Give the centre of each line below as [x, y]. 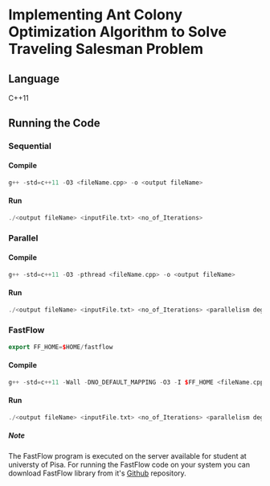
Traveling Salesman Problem [106, 49]
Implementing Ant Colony [96, 15]
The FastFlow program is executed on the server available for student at [127, 455]
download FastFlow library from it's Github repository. [97, 473]
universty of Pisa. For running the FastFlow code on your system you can [129, 464]
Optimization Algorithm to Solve [118, 32]
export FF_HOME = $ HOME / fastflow [61, 347]
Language [34, 78]
